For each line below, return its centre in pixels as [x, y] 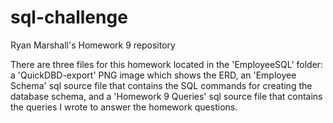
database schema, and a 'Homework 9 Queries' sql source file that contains [166, 96]
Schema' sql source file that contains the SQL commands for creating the [161, 85]
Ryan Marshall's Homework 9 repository [93, 45]
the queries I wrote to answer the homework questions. [124, 107]
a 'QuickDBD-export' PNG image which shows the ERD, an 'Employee [153, 75]
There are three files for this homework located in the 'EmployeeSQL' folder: [167, 64]
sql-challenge [69, 17]
